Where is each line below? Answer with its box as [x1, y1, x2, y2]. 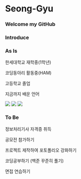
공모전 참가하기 [5, 136, 35, 142]
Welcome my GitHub [5, 21, 56, 28]
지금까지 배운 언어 [5, 91, 40, 97]
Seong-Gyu [5, 3, 53, 14]
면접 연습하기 [5, 168, 31, 174]
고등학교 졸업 [5, 81, 31, 87]
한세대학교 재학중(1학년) [5, 59, 51, 65]
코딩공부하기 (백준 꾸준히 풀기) [5, 158, 64, 164]
